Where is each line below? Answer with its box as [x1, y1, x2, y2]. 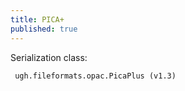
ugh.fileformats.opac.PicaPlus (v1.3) [14, 71, 177, 81]
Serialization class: [10, 51, 88, 63]
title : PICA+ [10, 14, 65, 25]
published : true [10, 24, 78, 34]
